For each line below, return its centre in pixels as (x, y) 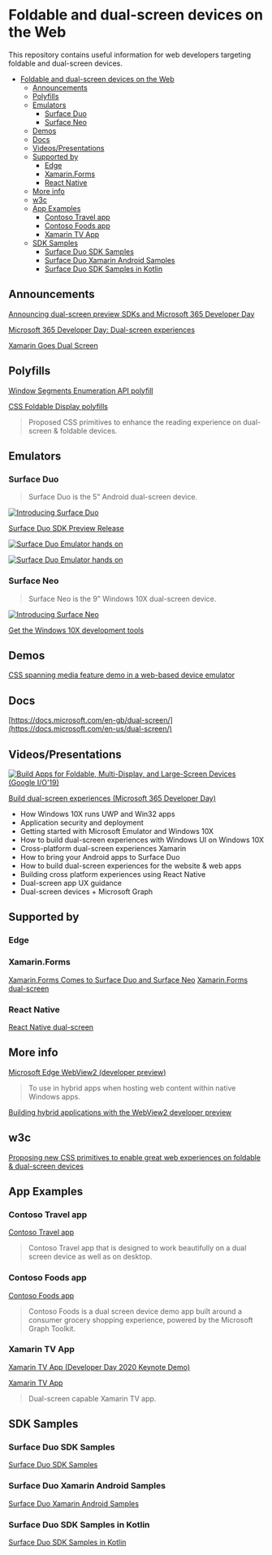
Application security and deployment (82, 823)
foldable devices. (89, 430)
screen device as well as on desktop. (90, 1257)
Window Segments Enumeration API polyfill (81, 391)
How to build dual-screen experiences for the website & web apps (131, 866)
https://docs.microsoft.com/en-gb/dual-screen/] (92, 720)
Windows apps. (54, 1096)
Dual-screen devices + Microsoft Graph (86, 892)
